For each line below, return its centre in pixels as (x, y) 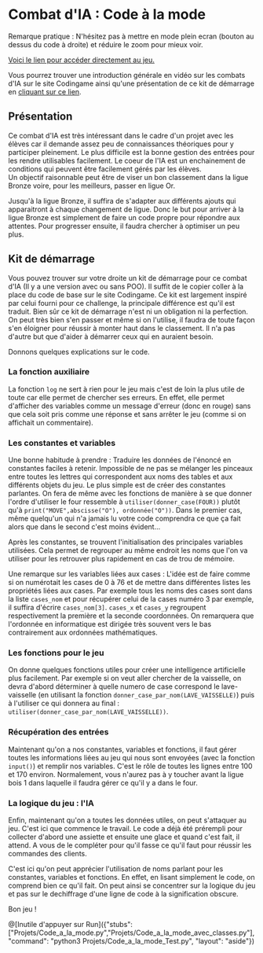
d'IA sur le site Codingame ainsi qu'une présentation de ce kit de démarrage (131, 83)
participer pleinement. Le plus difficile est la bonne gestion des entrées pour (131, 152)
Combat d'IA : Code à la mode (107, 15)
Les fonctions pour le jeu (56, 653)
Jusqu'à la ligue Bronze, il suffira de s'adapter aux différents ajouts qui (122, 201)
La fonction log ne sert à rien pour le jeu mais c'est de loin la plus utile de (126, 389)
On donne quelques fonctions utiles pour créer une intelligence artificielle (127, 670)
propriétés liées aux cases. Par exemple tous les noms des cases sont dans (130, 591)
